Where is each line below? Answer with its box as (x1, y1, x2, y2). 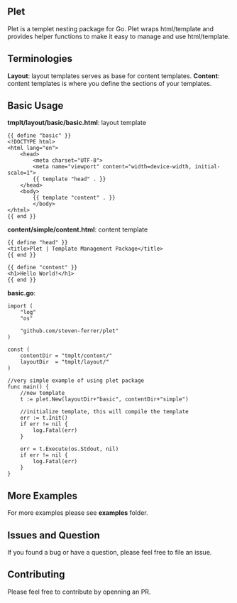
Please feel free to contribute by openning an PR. (7, 587, 151, 596)
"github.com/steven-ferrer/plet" (20, 327, 119, 335)
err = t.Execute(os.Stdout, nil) (20, 445, 119, 453)
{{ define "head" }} (7, 239, 69, 246)
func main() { (7, 384, 50, 391)
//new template (20, 390, 65, 397)
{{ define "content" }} (7, 264, 78, 271)
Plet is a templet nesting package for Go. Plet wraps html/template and (7, 24, 214, 33)
